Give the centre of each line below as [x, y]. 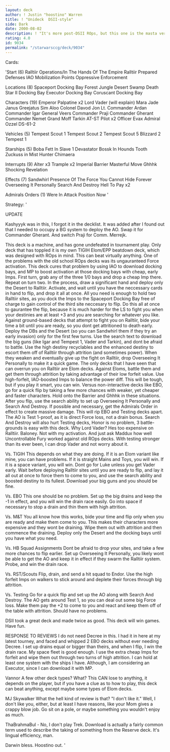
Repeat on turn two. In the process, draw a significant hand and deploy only [84, 282]
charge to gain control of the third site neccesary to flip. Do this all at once [83, 304]
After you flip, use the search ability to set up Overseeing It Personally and [83, 401]
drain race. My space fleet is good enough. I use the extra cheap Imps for [82, 652]
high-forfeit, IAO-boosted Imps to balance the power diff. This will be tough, [84, 379]
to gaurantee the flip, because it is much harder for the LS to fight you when [84, 309]
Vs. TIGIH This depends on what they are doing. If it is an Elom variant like [82, 454]
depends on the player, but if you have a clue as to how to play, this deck [81, 683]
